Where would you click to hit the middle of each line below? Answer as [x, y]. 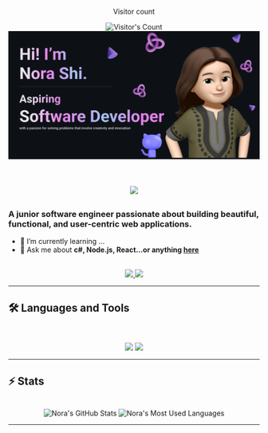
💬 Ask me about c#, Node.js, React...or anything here [109, 250]
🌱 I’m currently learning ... [62, 241]
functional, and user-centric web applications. [100, 224]
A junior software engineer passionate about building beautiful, [134, 214]
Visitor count [134, 12]
